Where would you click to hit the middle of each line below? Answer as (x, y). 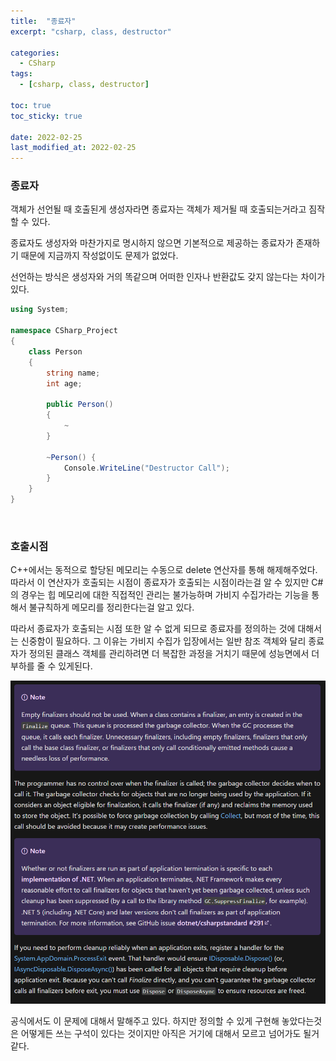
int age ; (64, 383)
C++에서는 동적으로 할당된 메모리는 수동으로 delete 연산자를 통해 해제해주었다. (164, 570)
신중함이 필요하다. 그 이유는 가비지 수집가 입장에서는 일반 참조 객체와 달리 (163, 641)
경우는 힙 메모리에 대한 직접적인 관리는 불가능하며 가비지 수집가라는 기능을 (165, 595)
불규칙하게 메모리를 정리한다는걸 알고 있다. (111, 607)
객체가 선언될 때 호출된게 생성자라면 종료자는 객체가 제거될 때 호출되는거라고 (158, 209)
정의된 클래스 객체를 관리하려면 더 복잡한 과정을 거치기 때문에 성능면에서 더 (174, 654)
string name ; (73, 373)
